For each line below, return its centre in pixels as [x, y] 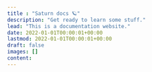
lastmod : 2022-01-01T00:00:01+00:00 [59, 39]
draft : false [26, 45]
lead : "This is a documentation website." [69, 26]
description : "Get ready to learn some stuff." [77, 20]
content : [20, 58]
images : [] [23, 52]
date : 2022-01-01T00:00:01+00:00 [55, 33]
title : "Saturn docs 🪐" [44, 13]
